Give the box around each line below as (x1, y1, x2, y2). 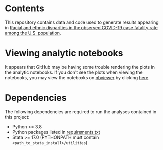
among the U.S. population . (5, 30, 61, 36)
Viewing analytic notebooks (5, 48, 123, 59)
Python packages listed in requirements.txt (12, 129, 100, 135)
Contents (5, 3, 45, 14)
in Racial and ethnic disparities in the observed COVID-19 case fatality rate (5, 24, 158, 30)
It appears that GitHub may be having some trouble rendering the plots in (5, 64, 155, 70)
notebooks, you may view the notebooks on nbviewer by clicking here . (5, 74, 150, 80)
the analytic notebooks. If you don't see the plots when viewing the (5, 69, 143, 75)
